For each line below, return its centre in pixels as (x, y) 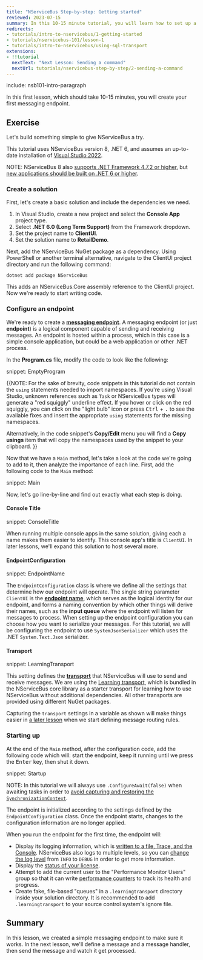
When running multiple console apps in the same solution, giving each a (96, 533)
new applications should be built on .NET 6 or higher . (72, 174)
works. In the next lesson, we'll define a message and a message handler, (98, 944)
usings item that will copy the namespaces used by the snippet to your (95, 440)
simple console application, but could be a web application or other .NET (97, 341)
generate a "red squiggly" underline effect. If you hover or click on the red (99, 402)
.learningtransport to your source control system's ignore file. (94, 904)
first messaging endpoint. (38, 104)
